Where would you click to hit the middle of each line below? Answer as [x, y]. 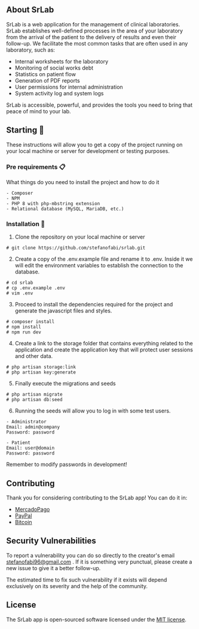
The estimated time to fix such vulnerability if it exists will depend [87, 580]
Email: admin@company [33, 427]
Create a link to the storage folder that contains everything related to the [104, 344]
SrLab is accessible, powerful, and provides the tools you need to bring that [99, 105]
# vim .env [20, 293]
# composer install [30, 322]
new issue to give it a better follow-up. [53, 568]
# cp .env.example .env [36, 288]
